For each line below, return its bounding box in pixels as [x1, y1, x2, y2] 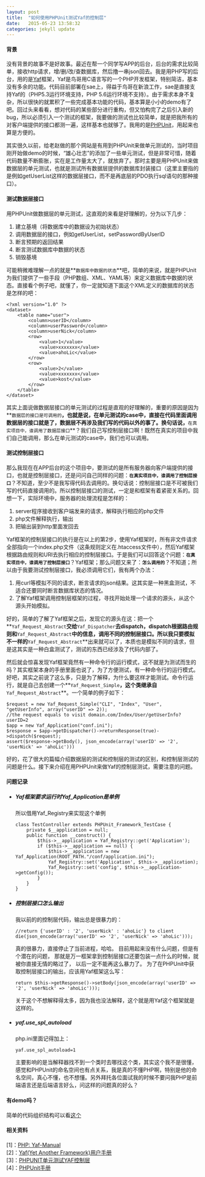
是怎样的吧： [6, 289, 38, 297]
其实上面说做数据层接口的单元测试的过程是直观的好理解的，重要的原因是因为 [6, 403, 199, 411]
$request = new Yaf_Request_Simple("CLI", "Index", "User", [6, 701, 163, 707]
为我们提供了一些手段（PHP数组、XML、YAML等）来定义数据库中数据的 [6, 274, 188, 281]
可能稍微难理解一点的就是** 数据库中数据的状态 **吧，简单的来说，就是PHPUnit [6, 266, 197, 273]
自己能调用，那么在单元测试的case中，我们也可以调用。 [11, 434, 153, 441]
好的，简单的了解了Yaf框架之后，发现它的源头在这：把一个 [6, 614, 154, 622]
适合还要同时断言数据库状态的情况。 [15, 586, 107, 594]
